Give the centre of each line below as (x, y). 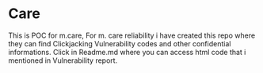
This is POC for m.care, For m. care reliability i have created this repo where (132, 35)
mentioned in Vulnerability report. (63, 60)
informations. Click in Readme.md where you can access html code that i (127, 52)
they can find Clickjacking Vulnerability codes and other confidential (120, 43)
